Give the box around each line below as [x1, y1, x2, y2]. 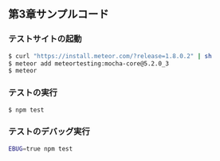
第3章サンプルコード [8, 7, 109, 22]
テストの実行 [8, 87, 58, 98]
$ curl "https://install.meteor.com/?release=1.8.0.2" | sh [8, 52, 213, 60]
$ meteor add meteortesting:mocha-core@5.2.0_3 [8, 59, 170, 68]
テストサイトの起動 [8, 33, 82, 45]
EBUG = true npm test [8, 144, 73, 153]
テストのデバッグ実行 [8, 126, 90, 137]
